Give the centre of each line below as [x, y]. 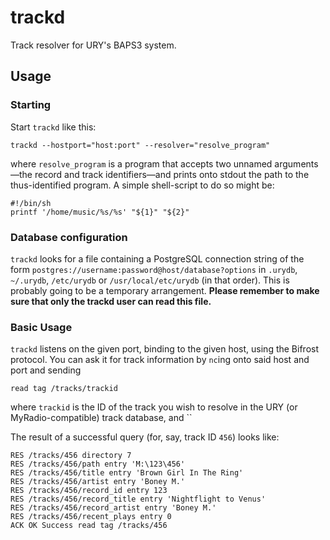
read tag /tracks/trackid [64, 389]
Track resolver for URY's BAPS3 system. [93, 45]
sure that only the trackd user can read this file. [111, 301]
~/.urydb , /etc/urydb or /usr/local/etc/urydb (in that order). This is [150, 280]
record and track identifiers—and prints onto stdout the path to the [172, 174]
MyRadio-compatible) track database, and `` [101, 418]
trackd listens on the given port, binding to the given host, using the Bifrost [165, 349]
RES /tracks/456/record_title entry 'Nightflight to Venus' [138, 499]
